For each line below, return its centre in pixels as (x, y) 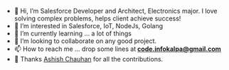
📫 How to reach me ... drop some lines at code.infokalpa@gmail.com (118, 49)
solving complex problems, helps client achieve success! (97, 18)
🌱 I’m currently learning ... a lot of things (73, 33)
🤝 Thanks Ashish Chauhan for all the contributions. (89, 59)
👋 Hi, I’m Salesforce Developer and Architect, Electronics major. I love (116, 11)
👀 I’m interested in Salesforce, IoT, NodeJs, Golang (89, 26)
